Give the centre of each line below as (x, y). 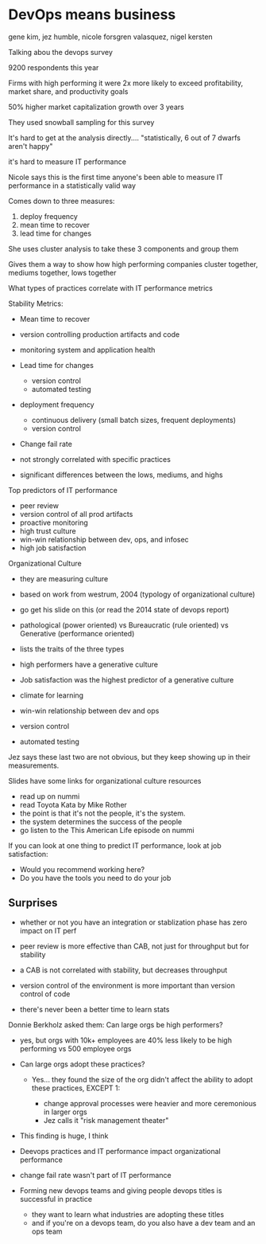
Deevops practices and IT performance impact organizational (120, 1151)
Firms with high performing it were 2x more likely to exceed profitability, (126, 83)
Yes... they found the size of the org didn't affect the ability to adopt (142, 1079)
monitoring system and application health (87, 350)
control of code (45, 994)
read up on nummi (50, 796)
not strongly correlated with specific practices (95, 459)
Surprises (33, 903)
